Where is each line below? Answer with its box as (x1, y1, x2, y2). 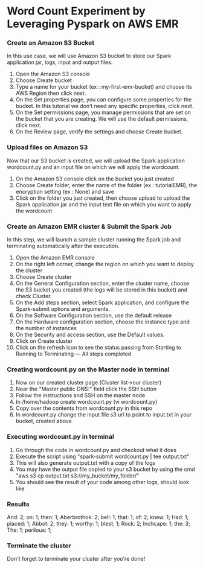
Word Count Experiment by (7, 4, 146, 18)
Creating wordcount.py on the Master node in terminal (7, 365, 170, 374)
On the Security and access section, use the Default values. (15, 331, 165, 339)
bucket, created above (15, 418, 72, 425)
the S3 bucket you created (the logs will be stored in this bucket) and (15, 286, 188, 293)
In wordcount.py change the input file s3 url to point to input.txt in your (15, 411, 192, 418)
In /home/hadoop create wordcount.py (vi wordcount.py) (15, 398, 158, 406)
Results (7, 500, 30, 508)
